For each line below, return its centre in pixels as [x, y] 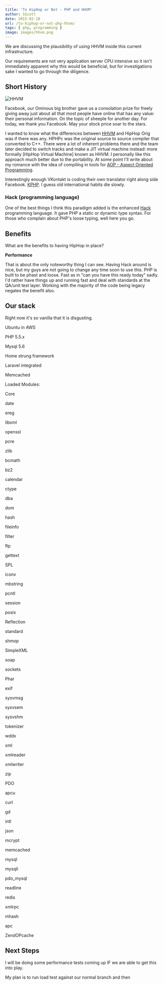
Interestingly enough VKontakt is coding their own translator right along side [82, 179]
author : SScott [20, 14]
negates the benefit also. [30, 290]
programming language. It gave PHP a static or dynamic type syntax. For [78, 213]
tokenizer [14, 726]
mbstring [14, 583]
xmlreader [15, 755]
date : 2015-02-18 [23, 19]
